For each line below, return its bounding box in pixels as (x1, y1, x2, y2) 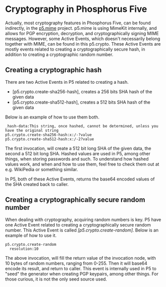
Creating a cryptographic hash (5, 66, 102, 74)
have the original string (5, 128, 58, 133)
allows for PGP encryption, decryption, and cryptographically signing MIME (5, 30, 159, 36)
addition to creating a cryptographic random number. (5, 51, 113, 57)
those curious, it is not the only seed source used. (5, 276, 108, 282)
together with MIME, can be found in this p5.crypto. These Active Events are (5, 41, 161, 47)
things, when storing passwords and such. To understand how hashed (5, 156, 149, 162)
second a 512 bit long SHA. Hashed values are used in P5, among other (5, 150, 151, 157)
